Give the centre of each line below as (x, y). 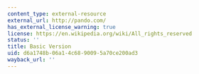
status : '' (23, 40)
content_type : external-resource (57, 14)
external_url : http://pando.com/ (57, 20)
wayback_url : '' (31, 60)
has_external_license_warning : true (61, 27)
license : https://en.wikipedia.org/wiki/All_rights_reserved (100, 33)
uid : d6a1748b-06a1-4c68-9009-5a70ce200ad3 (73, 54)
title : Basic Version (39, 47)
